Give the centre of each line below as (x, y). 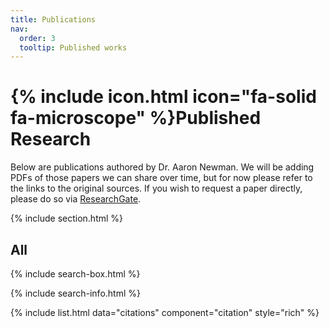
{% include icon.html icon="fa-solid (163, 97)
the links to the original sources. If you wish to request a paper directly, (156, 188)
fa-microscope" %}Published (136, 118)
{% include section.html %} (67, 218)
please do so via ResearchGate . (76, 199)
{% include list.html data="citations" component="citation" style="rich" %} (165, 312)
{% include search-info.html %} (75, 293)
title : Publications (53, 19)
